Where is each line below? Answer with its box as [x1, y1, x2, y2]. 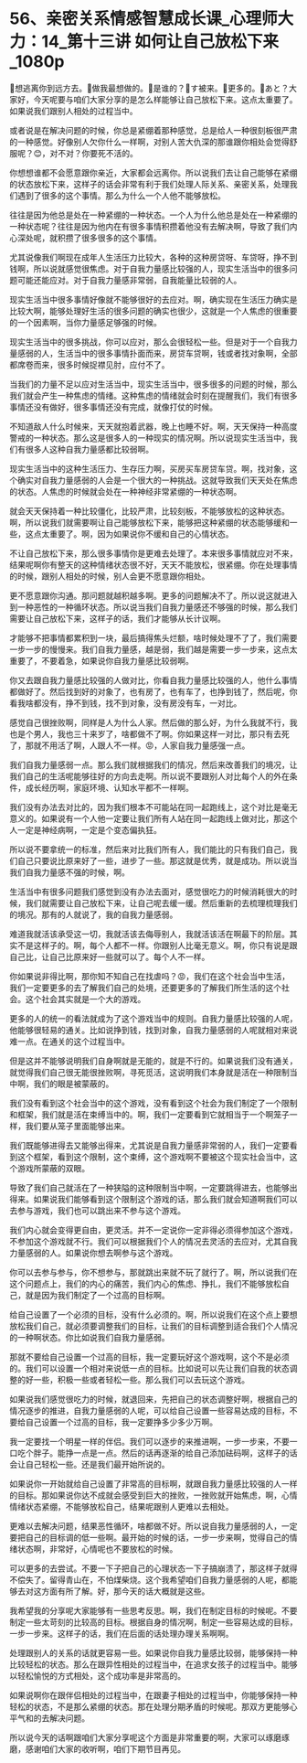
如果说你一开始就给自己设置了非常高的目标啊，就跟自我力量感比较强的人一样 [9, 1478, 298, 1489]
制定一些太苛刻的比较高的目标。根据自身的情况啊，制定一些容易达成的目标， [9, 1616, 298, 1628]
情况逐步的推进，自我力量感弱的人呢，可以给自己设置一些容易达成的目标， [9, 1405, 290, 1416]
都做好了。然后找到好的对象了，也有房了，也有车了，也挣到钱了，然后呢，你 [9, 686, 298, 697]
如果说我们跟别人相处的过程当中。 [9, 105, 138, 116]
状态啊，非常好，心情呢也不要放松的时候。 [16, 1543, 178, 1555]
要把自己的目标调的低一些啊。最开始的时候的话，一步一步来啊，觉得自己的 [9, 1532, 290, 1543]
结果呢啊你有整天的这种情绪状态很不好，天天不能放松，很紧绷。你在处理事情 [9, 559, 298, 570]
